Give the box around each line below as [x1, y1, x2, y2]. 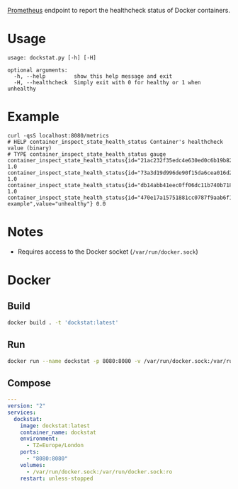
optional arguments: [7, 67, 69, 74]
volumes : [20, 461, 46, 468]
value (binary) [7, 145, 52, 152]
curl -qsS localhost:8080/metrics [7, 132, 110, 139]
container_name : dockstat [20, 429, 97, 436]
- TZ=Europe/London [25, 442, 84, 449]
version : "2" [7, 403, 46, 410]
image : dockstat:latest [20, 422, 91, 429]
